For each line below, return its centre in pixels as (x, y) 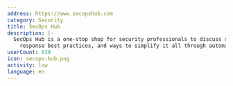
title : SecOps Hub (34, 26)
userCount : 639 (29, 53)
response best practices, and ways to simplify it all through (113, 46)
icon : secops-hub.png (38, 59)
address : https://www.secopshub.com (60, 14)
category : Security (35, 20)
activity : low (28, 65)
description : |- (31, 33)
